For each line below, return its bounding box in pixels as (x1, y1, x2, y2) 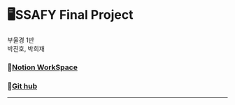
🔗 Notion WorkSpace (7, 62, 78, 72)
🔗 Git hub (7, 81, 38, 91)
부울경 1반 (7, 36, 35, 44)
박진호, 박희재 (7, 44, 45, 52)
